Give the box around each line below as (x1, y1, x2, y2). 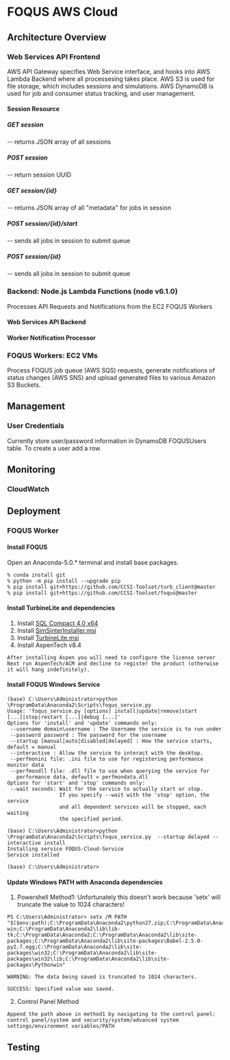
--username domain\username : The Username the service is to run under (10, 726, 222, 733)
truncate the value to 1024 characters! (16, 900, 125, 909)
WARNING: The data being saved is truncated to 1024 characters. (7, 974, 197, 981)
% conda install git (7, 571, 66, 579)
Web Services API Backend (7, 318, 86, 326)
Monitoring (7, 464, 56, 476)
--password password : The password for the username (10, 732, 167, 739)
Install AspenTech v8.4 (16, 641, 82, 649)
